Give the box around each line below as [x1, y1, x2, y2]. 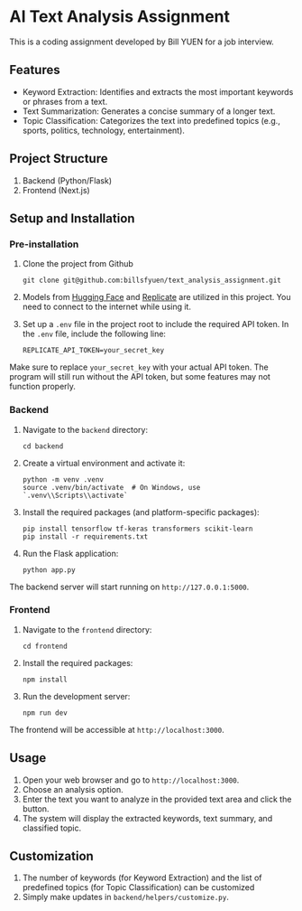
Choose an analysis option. [22, 784, 124, 794]
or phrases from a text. [22, 96, 108, 107]
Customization [9, 849, 95, 864]
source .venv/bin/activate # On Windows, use [22, 483, 201, 492]
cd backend [22, 441, 64, 451]
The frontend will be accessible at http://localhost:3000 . [9, 724, 224, 735]
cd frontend [22, 642, 68, 651]
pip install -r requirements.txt [22, 531, 149, 541]
